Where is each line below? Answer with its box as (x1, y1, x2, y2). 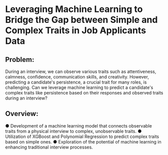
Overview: (5, 109, 39, 118)
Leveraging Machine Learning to (5, 3, 143, 15)
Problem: (5, 55, 35, 63)
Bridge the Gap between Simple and (5, 14, 158, 25)
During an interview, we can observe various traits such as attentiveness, (5, 68, 156, 74)
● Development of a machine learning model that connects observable (5, 122, 152, 128)
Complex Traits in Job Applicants (5, 25, 146, 36)
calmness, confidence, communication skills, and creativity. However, (5, 74, 149, 79)
